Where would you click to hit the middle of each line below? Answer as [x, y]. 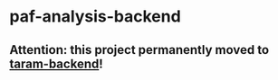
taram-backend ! [57, 63]
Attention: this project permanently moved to [139, 50]
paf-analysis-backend [95, 17]
